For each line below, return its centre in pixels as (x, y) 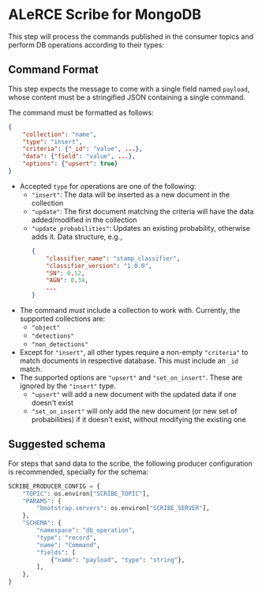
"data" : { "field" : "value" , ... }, (79, 157)
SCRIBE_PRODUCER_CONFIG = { (54, 486)
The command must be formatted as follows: (81, 112)
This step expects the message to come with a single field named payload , (129, 89)
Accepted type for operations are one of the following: (108, 186)
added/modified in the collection (84, 220)
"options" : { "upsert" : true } (70, 164)
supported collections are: (62, 319)
